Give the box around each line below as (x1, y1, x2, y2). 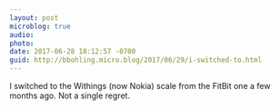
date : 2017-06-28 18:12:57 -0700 (9, 47, 136, 56)
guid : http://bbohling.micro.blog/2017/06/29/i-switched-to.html (9, 55, 262, 65)
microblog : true (9, 22, 71, 31)
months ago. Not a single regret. (9, 90, 130, 101)
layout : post (9, 13, 59, 23)
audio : (9, 30, 35, 39)
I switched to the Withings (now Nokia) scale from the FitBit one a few (9, 81, 271, 91)
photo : (9, 38, 35, 48)
